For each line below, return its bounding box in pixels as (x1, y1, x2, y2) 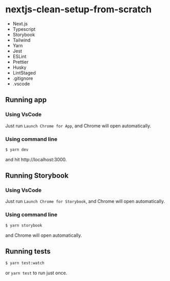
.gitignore (12, 75, 33, 81)
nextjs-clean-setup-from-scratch (5, 4, 152, 15)
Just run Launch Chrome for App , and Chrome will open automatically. (5, 122, 152, 129)
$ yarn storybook (5, 222, 42, 228)
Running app (5, 96, 47, 104)
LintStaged (12, 69, 36, 76)
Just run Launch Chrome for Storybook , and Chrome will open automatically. (5, 198, 165, 204)
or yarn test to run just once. (5, 270, 68, 276)
